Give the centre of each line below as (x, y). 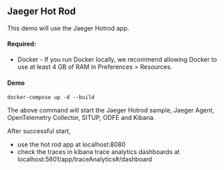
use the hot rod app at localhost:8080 (71, 144)
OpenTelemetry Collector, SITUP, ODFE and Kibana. (81, 118)
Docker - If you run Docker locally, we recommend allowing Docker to (117, 60)
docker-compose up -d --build (51, 97)
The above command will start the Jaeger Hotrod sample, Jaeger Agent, (111, 110)
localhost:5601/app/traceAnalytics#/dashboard (85, 160)
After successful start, (39, 131)
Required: (22, 44)
